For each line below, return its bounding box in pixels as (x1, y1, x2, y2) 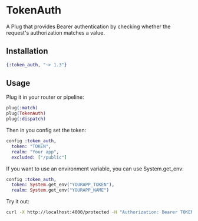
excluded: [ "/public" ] (11, 154, 67, 160)
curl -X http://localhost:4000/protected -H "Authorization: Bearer (6, 209, 178, 215)
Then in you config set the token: (6, 127, 87, 134)
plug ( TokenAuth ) (6, 110, 46, 116)
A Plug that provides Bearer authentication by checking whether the (6, 23, 171, 30)
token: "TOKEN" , (11, 143, 51, 149)
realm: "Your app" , (11, 149, 60, 155)
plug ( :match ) (6, 105, 38, 111)
